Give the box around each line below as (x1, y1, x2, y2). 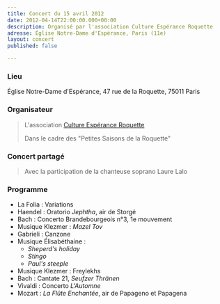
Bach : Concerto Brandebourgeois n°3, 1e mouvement (17, 215, 173, 223)
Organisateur (7, 105, 54, 115)
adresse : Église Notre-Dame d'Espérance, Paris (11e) (7, 29, 167, 37)
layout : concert (7, 36, 54, 43)
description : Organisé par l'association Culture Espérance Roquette (7, 23, 214, 30)
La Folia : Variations (17, 200, 74, 209)
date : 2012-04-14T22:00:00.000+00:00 (7, 17, 117, 24)
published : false (7, 42, 58, 49)
